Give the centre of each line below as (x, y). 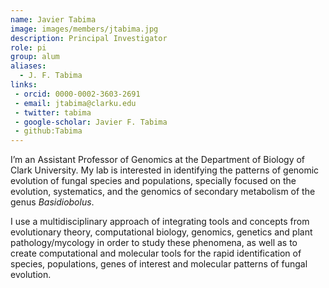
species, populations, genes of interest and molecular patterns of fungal (159, 264)
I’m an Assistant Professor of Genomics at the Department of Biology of (158, 160)
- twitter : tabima (53, 112)
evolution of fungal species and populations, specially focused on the (153, 181)
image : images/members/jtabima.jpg (84, 29)
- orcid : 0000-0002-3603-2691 (77, 94)
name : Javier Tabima (53, 19)
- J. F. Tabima (51, 76)
